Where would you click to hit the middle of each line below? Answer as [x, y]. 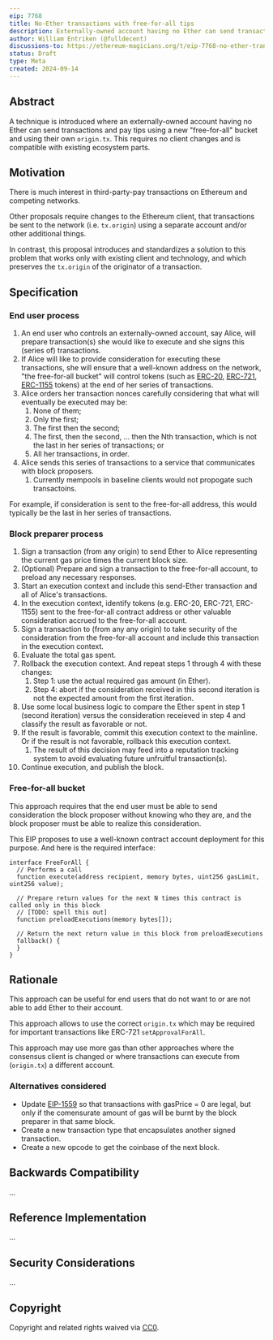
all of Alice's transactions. [64, 594]
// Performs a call [49, 870]
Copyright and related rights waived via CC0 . [84, 1328]
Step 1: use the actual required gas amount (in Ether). [122, 681]
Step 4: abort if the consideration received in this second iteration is [146, 689]
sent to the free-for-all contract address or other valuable [136, 612]
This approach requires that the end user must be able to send [113, 806]
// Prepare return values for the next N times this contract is [129, 898]
